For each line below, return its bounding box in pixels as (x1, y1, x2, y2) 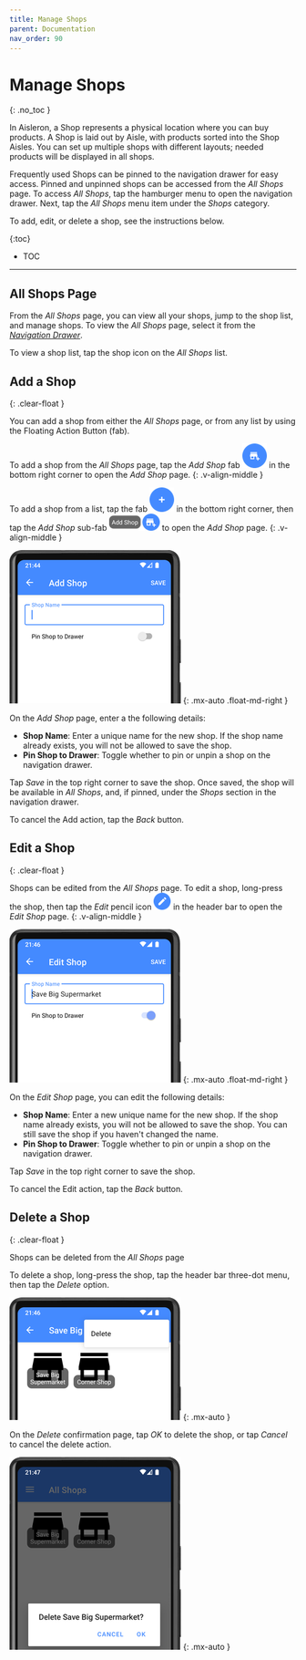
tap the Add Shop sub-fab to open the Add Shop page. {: (9, 522, 276, 533)
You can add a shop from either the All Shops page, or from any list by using (9, 415, 296, 426)
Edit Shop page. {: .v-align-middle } (9, 910, 143, 921)
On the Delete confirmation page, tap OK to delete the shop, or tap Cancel (9, 1428, 289, 1440)
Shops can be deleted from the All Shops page (9, 1251, 185, 1262)
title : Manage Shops (9, 15, 88, 24)
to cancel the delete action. (9, 1438, 112, 1449)
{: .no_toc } (9, 105, 51, 116)
